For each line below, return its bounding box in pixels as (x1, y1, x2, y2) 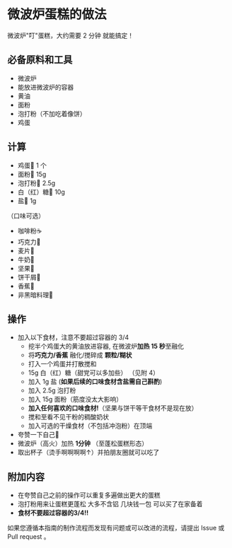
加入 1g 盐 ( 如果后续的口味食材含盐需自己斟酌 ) (28, 378, 163, 386)
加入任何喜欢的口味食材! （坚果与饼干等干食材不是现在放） (28, 404, 198, 412)
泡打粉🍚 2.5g (17, 178, 56, 187)
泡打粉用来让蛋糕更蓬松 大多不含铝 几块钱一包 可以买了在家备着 (17, 500, 203, 508)
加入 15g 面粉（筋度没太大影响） (28, 395, 123, 404)
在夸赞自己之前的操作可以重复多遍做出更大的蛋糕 (17, 491, 161, 499)
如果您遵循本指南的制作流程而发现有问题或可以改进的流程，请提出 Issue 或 (7, 524, 225, 532)
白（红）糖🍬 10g (17, 187, 66, 196)
